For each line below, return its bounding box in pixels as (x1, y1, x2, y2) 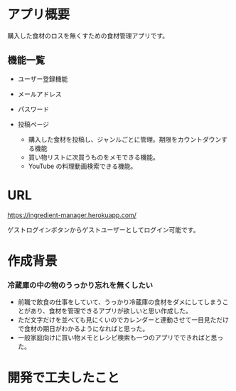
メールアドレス (17, 90, 62, 98)
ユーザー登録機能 (17, 74, 68, 83)
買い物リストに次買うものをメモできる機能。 (28, 152, 160, 161)
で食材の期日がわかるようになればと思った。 (17, 325, 149, 333)
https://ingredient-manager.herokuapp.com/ (7, 211, 137, 219)
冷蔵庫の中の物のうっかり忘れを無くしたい (7, 280, 154, 290)
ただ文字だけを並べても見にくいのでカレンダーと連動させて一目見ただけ (17, 316, 230, 324)
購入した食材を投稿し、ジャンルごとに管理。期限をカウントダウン (28, 135, 222, 143)
